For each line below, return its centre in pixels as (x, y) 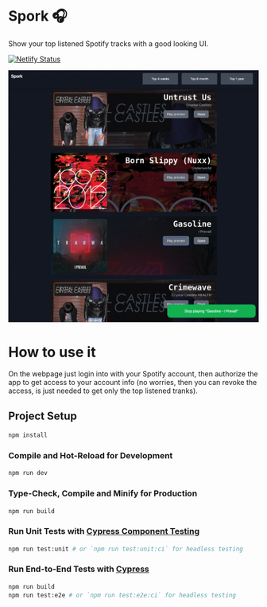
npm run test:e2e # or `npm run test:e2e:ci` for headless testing (122, 595)
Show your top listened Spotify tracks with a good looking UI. (108, 43)
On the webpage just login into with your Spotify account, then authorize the (133, 374)
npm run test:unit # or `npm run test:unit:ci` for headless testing (126, 549)
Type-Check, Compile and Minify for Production (103, 493)
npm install (28, 435)
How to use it (52, 352)
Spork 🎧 (38, 16)
